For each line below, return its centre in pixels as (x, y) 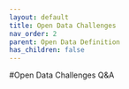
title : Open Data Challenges (63, 26)
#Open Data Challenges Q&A (62, 75)
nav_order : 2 (33, 33)
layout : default (39, 17)
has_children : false (47, 50)
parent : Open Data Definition (65, 42)
